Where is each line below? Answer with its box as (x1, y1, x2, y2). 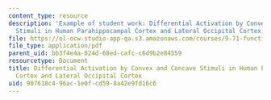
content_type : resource (8, 11, 89, 20)
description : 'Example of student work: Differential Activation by (8, 19, 244, 27)
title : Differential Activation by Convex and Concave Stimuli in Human (8, 65, 258, 73)
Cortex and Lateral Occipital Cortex (15, 72, 143, 80)
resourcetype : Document (8, 57, 89, 65)
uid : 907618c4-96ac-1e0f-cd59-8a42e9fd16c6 (8, 79, 157, 87)
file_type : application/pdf (8, 42, 103, 50)
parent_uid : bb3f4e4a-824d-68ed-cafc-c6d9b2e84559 (8, 49, 182, 57)
